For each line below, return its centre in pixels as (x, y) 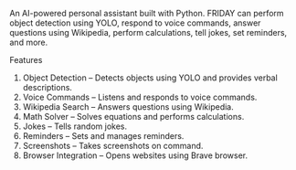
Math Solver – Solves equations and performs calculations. (133, 117)
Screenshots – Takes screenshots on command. (113, 146)
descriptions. (48, 87)
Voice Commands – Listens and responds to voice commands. (140, 97)
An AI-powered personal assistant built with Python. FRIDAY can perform (147, 13)
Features (26, 60)
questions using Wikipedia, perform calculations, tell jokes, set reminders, (148, 32)
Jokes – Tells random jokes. (75, 126)
